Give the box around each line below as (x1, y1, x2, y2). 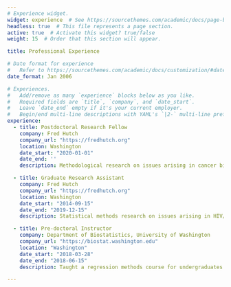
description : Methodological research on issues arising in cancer (19, 162, 217, 169)
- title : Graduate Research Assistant (13, 174, 125, 182)
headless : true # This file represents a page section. (7, 23, 174, 30)
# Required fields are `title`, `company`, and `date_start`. (7, 98, 195, 105)
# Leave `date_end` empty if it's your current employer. (7, 104, 184, 112)
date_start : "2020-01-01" (19, 149, 94, 157)
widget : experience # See (7, 16, 85, 23)
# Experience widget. (7, 10, 69, 17)
